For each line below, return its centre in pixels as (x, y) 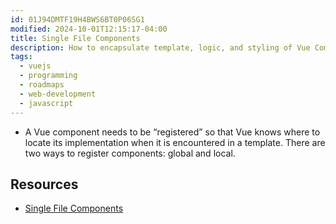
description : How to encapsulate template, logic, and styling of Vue (160, 47)
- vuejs (35, 66)
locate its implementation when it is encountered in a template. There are (175, 142)
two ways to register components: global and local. (130, 153)
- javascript (46, 103)
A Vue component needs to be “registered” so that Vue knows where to (172, 132)
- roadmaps (42, 85)
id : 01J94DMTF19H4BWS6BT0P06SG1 (77, 19)
